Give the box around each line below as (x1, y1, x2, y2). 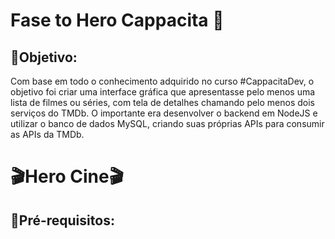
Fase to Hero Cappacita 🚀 (10, 9, 225, 32)
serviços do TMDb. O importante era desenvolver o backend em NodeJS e (10, 107, 318, 119)
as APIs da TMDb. (10, 129, 85, 140)
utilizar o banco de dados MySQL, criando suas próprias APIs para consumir (10, 118, 325, 129)
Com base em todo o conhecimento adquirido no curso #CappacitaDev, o (10, 75, 315, 87)
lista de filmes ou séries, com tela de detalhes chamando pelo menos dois (10, 97, 316, 108)
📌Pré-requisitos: (10, 212, 115, 229)
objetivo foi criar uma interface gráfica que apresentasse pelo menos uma (10, 86, 316, 98)
